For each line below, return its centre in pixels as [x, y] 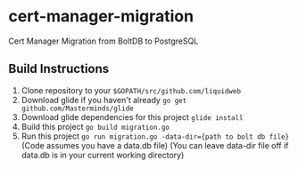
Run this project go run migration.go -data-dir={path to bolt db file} [155, 136]
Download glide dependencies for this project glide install [132, 117]
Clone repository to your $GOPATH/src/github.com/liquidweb [131, 90]
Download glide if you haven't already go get [104, 100]
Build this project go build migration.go [95, 126]
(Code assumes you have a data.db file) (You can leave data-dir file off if [155, 145]
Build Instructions [59, 69]
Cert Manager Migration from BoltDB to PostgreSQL [103, 41]
